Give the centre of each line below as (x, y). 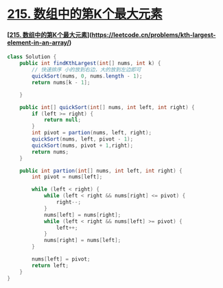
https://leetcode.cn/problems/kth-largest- (154, 34)
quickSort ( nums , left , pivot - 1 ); (83, 139)
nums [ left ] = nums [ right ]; (82, 215)
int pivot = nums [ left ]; (67, 177)
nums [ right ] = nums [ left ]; (82, 241)
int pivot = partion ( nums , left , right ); (92, 133)
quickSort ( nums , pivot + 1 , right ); (83, 145)
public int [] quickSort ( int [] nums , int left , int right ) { (107, 107)
